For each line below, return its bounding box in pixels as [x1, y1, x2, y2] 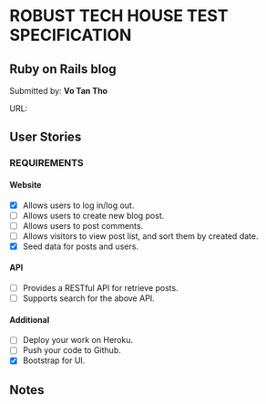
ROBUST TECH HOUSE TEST [9, 5, 229, 26]
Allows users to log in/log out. [22, 200, 135, 211]
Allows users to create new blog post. [22, 210, 165, 221]
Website [9, 179, 42, 190]
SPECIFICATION [9, 25, 132, 46]
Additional [9, 314, 50, 325]
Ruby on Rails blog [9, 61, 117, 77]
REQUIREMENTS [9, 157, 84, 170]
